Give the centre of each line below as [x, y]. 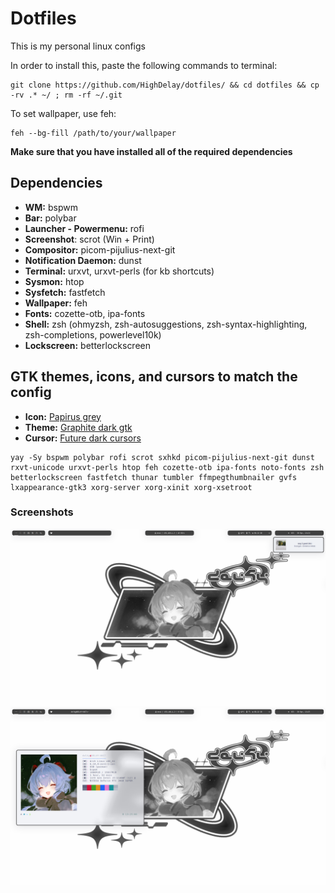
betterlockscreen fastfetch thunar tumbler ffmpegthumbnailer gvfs [154, 477]
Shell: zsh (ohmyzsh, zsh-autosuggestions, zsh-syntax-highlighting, [166, 324]
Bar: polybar [50, 218]
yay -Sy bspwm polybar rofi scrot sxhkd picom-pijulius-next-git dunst [162, 457]
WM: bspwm [51, 207]
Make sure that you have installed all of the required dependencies [151, 151]
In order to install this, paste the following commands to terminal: [144, 65]
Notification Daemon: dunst [83, 260]
